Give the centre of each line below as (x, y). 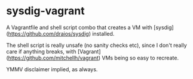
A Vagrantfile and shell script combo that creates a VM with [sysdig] (90, 27)
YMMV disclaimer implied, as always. (52, 69)
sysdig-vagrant (45, 11)
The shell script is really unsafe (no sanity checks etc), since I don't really (96, 45)
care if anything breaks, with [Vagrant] (53, 51)
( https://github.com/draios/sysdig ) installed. (60, 33)
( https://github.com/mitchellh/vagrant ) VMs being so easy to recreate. (93, 58)
